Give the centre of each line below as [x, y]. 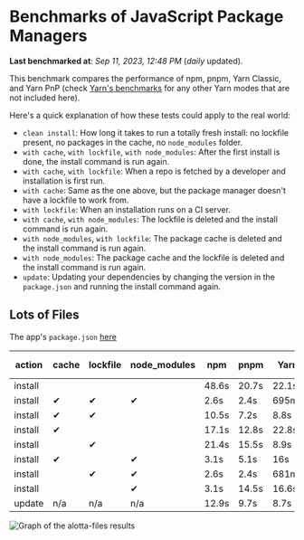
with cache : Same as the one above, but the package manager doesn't [154, 190]
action [29, 365]
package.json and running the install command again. [122, 286]
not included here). [45, 98]
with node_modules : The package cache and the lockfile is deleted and [153, 257]
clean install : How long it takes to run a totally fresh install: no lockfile [156, 132]
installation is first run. [64, 180]
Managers [48, 36]
